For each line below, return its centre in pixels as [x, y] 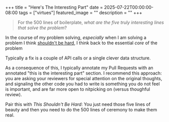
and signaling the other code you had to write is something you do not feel [82, 84]
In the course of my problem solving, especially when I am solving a [76, 38]
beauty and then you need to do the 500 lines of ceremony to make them [81, 110]
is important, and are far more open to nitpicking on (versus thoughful [78, 89]
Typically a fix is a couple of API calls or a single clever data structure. [78, 58]
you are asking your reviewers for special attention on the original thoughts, [84, 78]
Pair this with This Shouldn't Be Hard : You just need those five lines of [78, 104]
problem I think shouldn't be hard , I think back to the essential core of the [81, 43]
